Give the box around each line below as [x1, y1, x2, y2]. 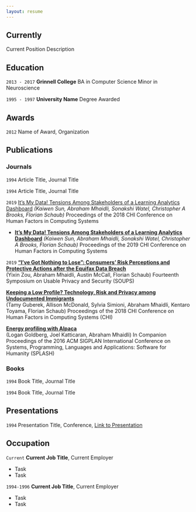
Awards [6, 112, 35, 123]
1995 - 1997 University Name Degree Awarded [6, 96, 120, 103]
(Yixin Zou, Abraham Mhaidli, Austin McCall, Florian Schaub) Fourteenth [6, 271, 180, 278]
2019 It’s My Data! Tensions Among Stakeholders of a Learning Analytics [6, 198, 180, 205]
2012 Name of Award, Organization [6, 128, 90, 135]
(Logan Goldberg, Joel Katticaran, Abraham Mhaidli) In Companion [6, 331, 167, 338]
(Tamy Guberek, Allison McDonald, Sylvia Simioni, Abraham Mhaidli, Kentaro [6, 301, 190, 308]
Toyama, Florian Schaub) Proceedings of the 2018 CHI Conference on [6, 307, 174, 314]
